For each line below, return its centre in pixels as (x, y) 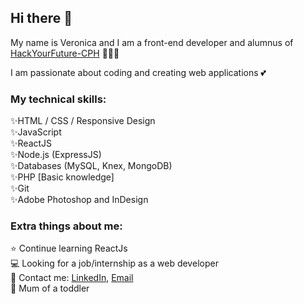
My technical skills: (58, 99)
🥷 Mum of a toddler (50, 288)
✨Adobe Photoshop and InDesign (79, 200)
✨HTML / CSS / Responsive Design (83, 121)
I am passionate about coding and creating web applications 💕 (138, 72)
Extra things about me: (66, 226)
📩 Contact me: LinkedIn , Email (72, 278)
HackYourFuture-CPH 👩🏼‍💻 (65, 53)
